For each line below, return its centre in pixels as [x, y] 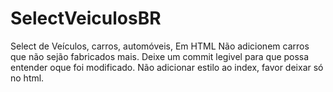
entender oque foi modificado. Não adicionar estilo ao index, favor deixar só [167, 67]
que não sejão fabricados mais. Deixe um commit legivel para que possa [160, 56]
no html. [27, 78]
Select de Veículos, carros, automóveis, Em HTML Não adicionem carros [160, 46]
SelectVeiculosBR [86, 18]
